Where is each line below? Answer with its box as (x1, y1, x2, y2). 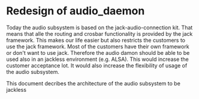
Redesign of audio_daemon (6, 4, 145, 18)
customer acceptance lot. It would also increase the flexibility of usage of (6, 61, 188, 69)
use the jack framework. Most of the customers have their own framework (6, 43, 190, 50)
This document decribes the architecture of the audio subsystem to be (6, 79, 181, 87)
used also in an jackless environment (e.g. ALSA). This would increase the (6, 55, 189, 63)
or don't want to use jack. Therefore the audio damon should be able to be (6, 49, 190, 56)
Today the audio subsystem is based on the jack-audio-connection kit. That (6, 24, 193, 31)
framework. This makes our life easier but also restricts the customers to (6, 36, 186, 44)
